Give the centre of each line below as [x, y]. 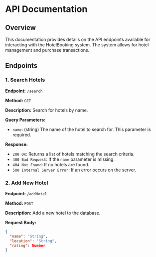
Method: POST [19, 203]
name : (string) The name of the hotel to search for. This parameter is [81, 129]
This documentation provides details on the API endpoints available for [78, 39]
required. [22, 134]
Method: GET [18, 100]
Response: [17, 144]
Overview [21, 28]
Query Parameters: [25, 120]
